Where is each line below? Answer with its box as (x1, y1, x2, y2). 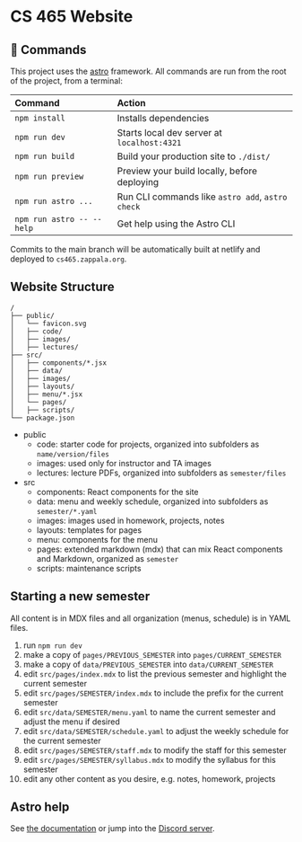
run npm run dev (22, 640, 83, 651)
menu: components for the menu (36, 534, 158, 545)
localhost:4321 (116, 137, 182, 147)
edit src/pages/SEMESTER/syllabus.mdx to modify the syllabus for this (22, 754, 276, 765)
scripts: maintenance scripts (36, 563, 142, 573)
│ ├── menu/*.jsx (10, 389, 83, 399)
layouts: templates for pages (36, 524, 142, 536)
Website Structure (10, 279, 115, 295)
